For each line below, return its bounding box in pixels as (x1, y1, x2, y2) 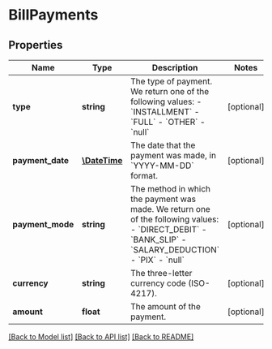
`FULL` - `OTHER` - (130, 116, 206, 127)
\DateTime (82, 155, 123, 166)
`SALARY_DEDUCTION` (130, 244, 220, 255)
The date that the (130, 140, 196, 151)
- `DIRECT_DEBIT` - (130, 224, 207, 235)
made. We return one (130, 204, 210, 214)
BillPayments (8, 6, 99, 24)
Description (151, 62, 198, 73)
